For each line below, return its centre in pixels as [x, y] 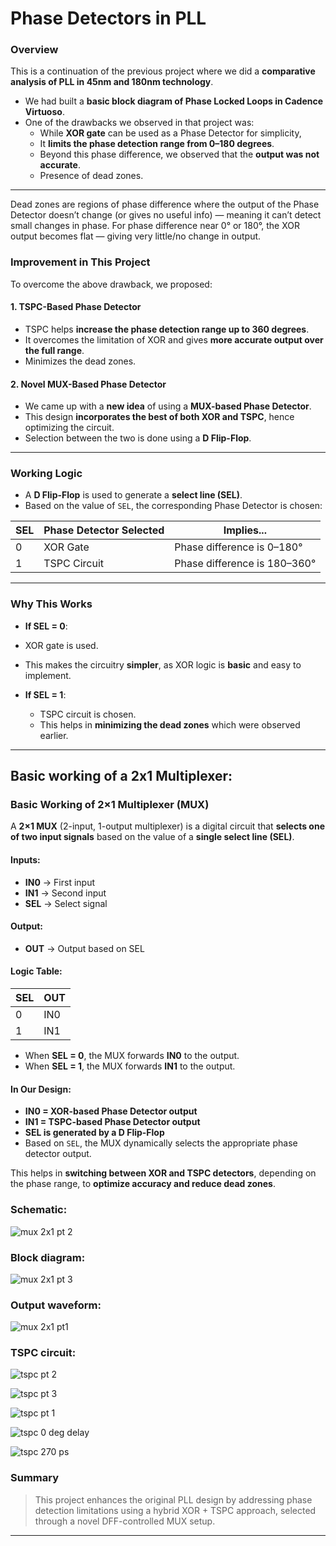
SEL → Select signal [66, 903]
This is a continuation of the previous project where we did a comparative [163, 71]
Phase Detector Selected [104, 530]
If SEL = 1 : [45, 694]
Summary [35, 1478]
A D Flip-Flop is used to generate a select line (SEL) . [133, 495]
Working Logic [46, 474]
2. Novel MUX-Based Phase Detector [88, 384]
